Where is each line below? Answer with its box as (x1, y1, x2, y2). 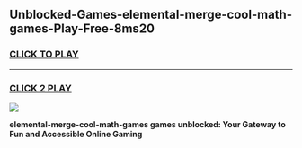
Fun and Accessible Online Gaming (9, 128, 143, 139)
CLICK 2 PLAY (9, 82, 72, 94)
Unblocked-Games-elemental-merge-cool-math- (9, 7, 292, 22)
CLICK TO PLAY (9, 48, 79, 61)
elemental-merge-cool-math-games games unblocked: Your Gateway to (9, 118, 286, 129)
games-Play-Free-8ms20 (9, 22, 155, 37)
